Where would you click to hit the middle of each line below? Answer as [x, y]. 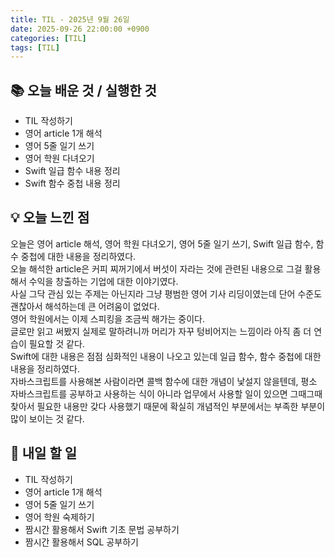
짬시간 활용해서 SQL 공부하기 [81, 542]
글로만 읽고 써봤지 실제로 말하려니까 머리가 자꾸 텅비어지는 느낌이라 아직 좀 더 [161, 331]
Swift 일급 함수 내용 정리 [72, 171]
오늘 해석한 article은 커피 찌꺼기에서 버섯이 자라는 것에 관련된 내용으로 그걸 [156, 268]
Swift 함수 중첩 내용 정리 [72, 183]
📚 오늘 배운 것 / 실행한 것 [83, 90]
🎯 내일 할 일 [43, 453]
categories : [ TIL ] [48, 38]
